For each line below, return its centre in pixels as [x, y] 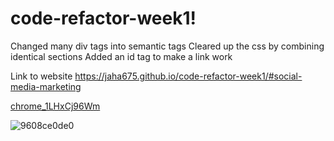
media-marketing [46, 86]
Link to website [41, 76]
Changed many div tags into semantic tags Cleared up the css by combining [167, 46]
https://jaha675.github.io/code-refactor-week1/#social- [188, 76]
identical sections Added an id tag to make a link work [121, 56]
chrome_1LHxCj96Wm [55, 106]
